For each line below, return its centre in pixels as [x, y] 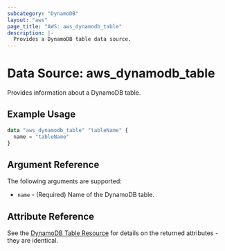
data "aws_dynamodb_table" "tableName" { [68, 130]
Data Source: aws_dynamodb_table [111, 74]
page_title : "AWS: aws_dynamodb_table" [65, 26]
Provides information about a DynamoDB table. [74, 93]
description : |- [30, 33]
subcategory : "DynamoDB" [43, 13]
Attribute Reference [51, 216]
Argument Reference [53, 164]
